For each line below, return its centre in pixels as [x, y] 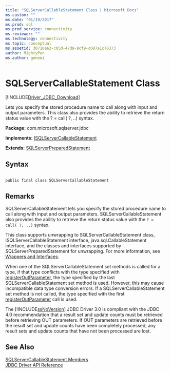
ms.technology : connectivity [36, 39]
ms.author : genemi [25, 58]
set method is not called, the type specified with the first [65, 293]
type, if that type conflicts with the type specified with [62, 272]
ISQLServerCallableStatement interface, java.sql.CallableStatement [76, 240]
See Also [20, 347]
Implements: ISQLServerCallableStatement [51, 138]
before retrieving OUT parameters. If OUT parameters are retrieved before [84, 320]
